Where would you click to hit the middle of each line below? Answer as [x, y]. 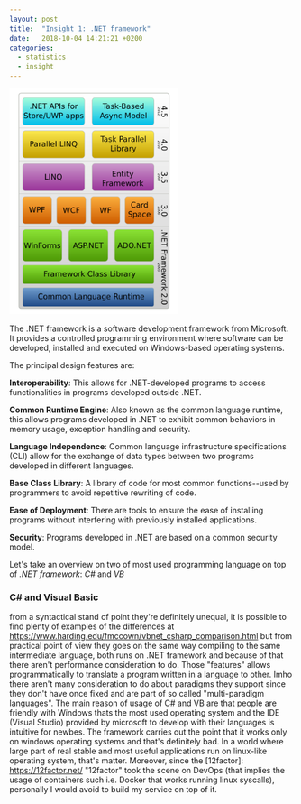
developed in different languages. [72, 466]
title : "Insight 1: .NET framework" [80, 28]
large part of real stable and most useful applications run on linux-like [138, 751]
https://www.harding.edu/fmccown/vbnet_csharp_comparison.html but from [151, 636]
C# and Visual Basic [54, 597]
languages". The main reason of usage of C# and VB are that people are [143, 703]
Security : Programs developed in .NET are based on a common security [143, 537]
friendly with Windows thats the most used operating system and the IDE [145, 713]
